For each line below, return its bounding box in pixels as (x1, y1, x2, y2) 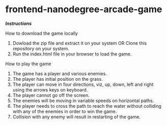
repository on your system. (12, 45, 70, 51)
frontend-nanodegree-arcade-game (5, 4, 162, 15)
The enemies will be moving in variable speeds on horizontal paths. (12, 98, 154, 104)
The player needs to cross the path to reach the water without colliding (12, 103, 162, 109)
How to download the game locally (5, 30, 78, 36)
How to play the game (5, 60, 51, 67)
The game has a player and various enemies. (12, 70, 107, 77)
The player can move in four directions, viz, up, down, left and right (12, 81, 154, 87)
